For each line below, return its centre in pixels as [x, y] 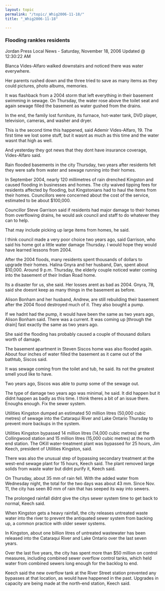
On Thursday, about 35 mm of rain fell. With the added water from [72, 478]
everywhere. [18, 71]
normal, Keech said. [25, 503]
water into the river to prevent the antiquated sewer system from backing [79, 518]
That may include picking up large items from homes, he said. [68, 230]
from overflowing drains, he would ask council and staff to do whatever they [82, 215]
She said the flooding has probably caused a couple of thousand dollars [78, 334]
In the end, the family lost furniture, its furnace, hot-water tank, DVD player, [81, 115]
